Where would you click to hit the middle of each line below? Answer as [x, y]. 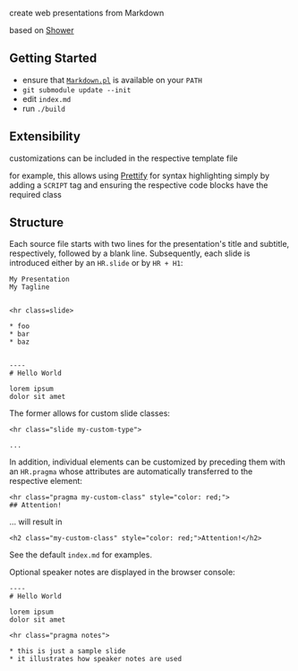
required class [36, 194]
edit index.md [47, 98]
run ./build [43, 108]
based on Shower [42, 30]
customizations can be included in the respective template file [124, 158]
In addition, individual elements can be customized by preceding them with [148, 462]
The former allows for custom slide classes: [89, 413]
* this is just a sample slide [68, 651]
